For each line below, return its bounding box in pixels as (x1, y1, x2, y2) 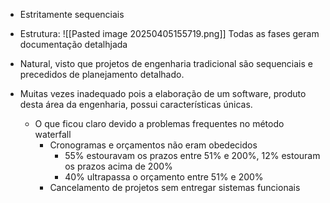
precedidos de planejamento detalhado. (19, 69, 185, 80)
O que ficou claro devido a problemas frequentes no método (34, 118, 285, 129)
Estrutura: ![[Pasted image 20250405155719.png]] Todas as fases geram (19, 28, 320, 39)
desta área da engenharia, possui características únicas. (19, 99, 253, 110)
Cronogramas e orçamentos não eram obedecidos (49, 139, 258, 151)
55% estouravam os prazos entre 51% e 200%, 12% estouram (64, 150, 321, 161)
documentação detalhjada (19, 39, 128, 50)
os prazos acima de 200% (64, 160, 173, 172)
